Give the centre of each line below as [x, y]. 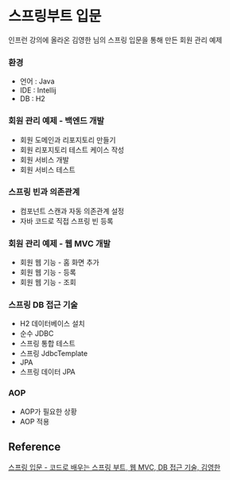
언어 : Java [37, 81]
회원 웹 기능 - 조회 [48, 283]
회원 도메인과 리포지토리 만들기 [68, 139]
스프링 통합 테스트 [47, 344]
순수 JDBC [37, 334]
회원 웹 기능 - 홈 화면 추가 [59, 263]
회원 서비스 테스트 [47, 170]
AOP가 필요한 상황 [48, 412]
